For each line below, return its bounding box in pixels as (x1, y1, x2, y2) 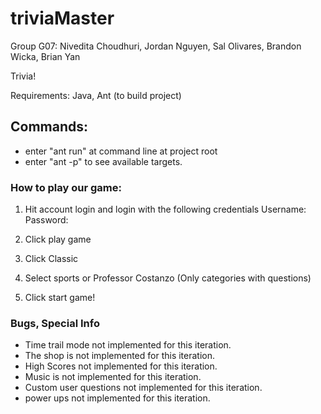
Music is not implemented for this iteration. (24, 371, 202, 383)
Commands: (10, 118, 89, 136)
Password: (24, 214, 69, 226)
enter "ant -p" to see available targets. (24, 155, 183, 167)
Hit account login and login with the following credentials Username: (24, 203, 307, 216)
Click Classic (24, 253, 79, 265)
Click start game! (24, 292, 96, 304)
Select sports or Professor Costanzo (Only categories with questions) (24, 272, 312, 284)
